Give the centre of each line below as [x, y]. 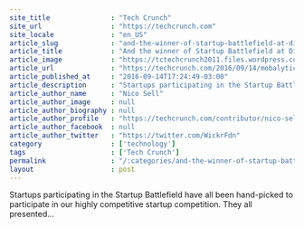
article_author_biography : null [72, 110]
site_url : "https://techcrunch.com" [113, 26]
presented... [32, 214]
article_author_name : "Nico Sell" [87, 93]
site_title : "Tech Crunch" [90, 18]
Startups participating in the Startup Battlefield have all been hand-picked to [152, 195]
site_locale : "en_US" [78, 34]
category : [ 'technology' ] [93, 144]
